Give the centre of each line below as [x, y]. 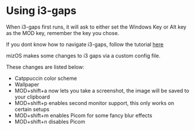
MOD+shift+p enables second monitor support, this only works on [94, 103]
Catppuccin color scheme [46, 78]
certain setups [32, 109]
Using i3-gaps [41, 11]
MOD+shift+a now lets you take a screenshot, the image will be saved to [102, 90]
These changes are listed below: [45, 67]
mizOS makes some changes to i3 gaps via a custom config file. [83, 55]
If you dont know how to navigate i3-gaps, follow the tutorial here [85, 44]
